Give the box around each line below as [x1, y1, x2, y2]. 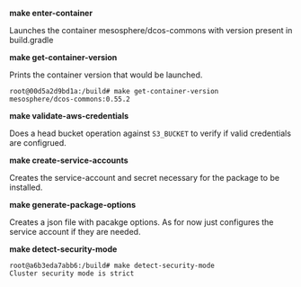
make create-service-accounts [9, 155, 128, 166]
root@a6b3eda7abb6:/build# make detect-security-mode [9, 261, 216, 270]
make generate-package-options [9, 200, 137, 210]
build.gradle [9, 35, 54, 45]
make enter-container [9, 8, 93, 18]
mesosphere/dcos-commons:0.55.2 [9, 94, 130, 103]
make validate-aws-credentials [9, 111, 129, 121]
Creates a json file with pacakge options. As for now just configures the [9, 217, 274, 228]
